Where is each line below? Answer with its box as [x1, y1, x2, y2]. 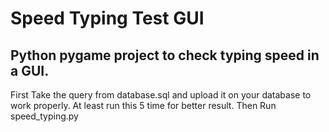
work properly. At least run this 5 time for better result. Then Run [10, 100, 277, 111]
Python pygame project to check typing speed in [10, 47, 320, 64]
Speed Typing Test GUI [10, 7, 205, 30]
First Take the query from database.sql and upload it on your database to [10, 89, 312, 101]
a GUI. [10, 62, 50, 79]
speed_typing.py [10, 110, 79, 122]
